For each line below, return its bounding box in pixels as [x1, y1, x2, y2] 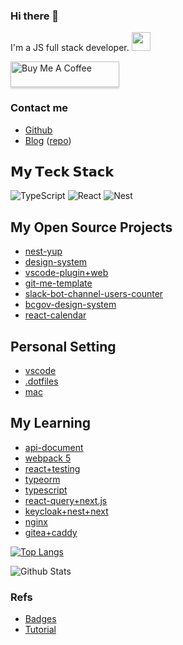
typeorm [24, 473, 61, 485]
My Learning [10, 415, 91, 432]
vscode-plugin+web [24, 267, 109, 279]
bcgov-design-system [24, 299, 117, 311]
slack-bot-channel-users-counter [24, 288, 164, 300]
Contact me [10, 101, 69, 115]
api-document [24, 441, 84, 453]
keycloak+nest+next [24, 505, 109, 517]
